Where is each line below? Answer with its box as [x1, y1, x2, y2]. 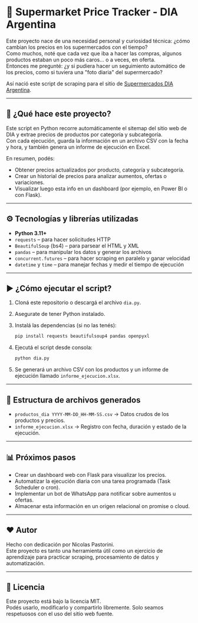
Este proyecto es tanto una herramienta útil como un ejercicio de [6, 547, 163, 554]
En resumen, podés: [6, 154, 55, 161]
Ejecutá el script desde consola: [14, 344, 93, 351]
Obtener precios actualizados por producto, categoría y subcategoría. [14, 166, 184, 173]
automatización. [6, 559, 45, 566]
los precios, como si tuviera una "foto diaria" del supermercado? [6, 68, 163, 75]
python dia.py [14, 355, 49, 361]
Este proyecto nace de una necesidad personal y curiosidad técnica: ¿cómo [6, 37, 190, 44]
